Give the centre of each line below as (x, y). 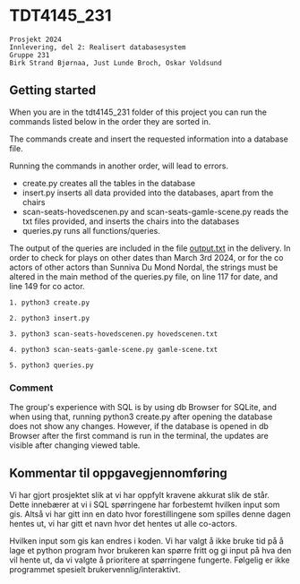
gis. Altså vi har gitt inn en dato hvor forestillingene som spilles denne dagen (150, 514)
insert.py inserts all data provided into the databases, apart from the (148, 193)
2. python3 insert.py (50, 318)
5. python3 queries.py (51, 365)
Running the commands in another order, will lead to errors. (119, 166)
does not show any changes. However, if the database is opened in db (139, 426)
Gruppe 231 (30, 55)
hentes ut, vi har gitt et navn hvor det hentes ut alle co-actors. (123, 523)
